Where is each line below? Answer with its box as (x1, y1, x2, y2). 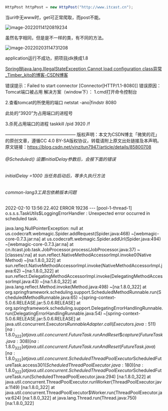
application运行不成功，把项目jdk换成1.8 (5, 55, 89, 61)
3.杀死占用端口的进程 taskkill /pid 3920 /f (5, 121, 90, 127)
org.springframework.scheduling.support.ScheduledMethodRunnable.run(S (5, 289, 161, 295)
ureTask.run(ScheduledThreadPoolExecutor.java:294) (5, 373, 116, 380)
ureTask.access (5, 362, 38, 368)
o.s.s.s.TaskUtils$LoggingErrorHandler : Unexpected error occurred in (5, 210, 150, 216)
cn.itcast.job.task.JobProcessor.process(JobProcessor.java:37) (5, 247, 136, 253)
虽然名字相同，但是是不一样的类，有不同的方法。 (5, 35, 106, 41)
